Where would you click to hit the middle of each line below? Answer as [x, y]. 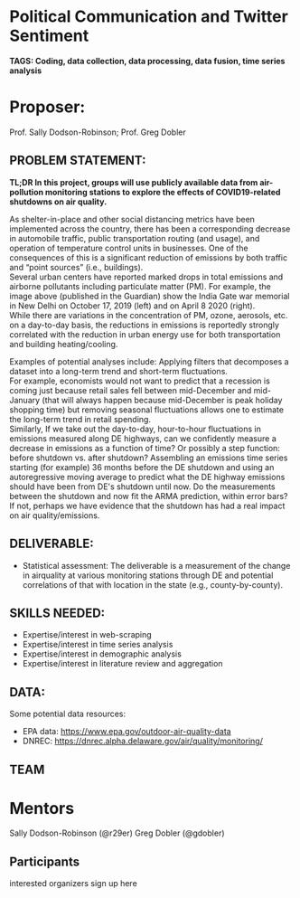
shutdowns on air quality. [58, 202]
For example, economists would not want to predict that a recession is [140, 381]
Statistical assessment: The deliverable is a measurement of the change [156, 565]
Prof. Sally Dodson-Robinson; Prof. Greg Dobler [98, 132]
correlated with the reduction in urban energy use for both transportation [145, 334]
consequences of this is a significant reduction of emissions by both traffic [148, 257]
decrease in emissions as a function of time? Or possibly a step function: [145, 448]
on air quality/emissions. [55, 515]
